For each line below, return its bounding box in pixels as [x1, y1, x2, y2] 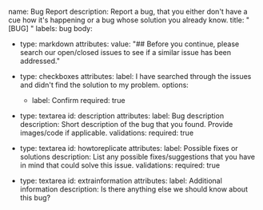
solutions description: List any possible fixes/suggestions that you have [19, 152, 256, 161]
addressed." [19, 56, 60, 65]
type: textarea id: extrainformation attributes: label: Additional [19, 176, 222, 185]
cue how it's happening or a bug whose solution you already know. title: [8, 15, 245, 25]
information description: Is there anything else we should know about [19, 184, 248, 194]
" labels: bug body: [30, 24, 94, 33]
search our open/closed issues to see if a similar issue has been [19, 48, 232, 57]
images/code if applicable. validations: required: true [19, 128, 194, 137]
